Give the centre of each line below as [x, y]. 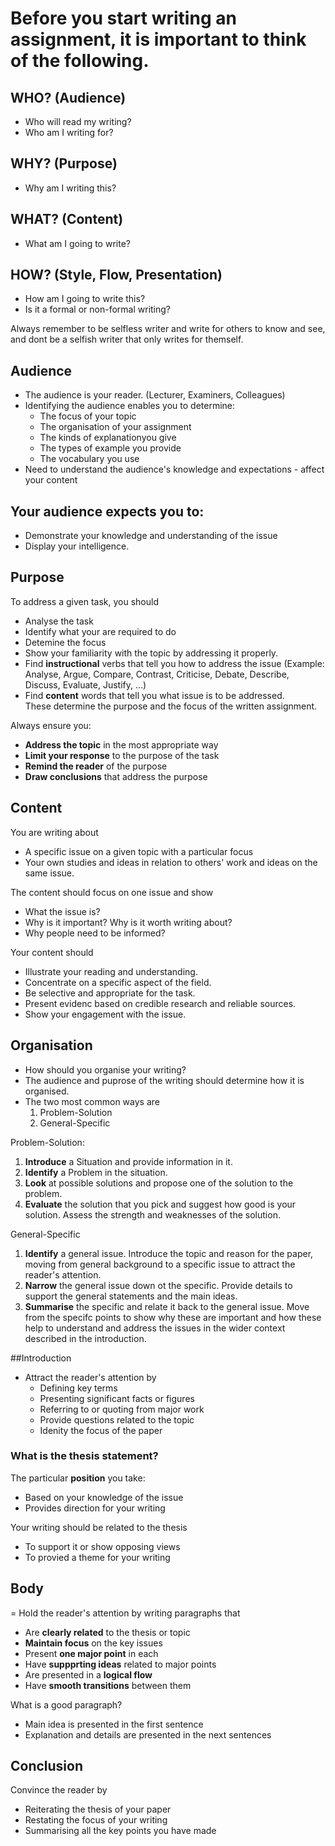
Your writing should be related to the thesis [99, 1527]
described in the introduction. [85, 1338]
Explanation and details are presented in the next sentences [148, 1734]
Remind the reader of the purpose [96, 766]
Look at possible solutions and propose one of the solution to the [159, 1183]
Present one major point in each [91, 1653]
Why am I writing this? [70, 188]
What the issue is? [62, 911]
